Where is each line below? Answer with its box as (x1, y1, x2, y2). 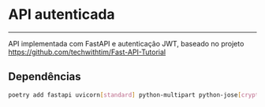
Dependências (8, 70, 81, 83)
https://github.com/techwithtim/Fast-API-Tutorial (8, 47, 166, 57)
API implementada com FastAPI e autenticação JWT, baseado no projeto (8, 39, 244, 48)
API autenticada (8, 6, 116, 24)
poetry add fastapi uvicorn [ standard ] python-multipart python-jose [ (8, 90, 242, 99)
